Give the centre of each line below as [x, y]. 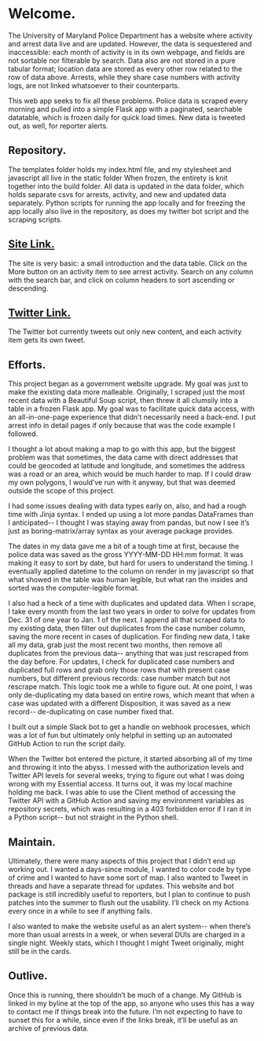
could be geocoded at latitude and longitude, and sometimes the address [126, 466]
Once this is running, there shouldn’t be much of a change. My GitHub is [125, 995]
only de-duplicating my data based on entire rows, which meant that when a [132, 695]
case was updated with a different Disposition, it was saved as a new [120, 703]
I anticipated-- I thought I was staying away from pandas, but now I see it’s [129, 522]
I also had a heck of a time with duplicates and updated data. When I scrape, [132, 603]
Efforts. [27, 365]
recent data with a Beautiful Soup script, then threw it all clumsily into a [123, 401]
